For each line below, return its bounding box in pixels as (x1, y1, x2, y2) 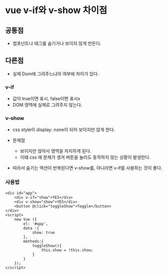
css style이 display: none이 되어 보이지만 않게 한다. (12, 126, 115, 133)
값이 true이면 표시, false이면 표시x (12, 96, 80, 102)
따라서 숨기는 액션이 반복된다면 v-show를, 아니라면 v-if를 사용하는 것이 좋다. (12, 165, 162, 171)
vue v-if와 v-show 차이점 (5, 5, 107, 16)
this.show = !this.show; (41, 247, 94, 252)
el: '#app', (23, 221, 49, 226)
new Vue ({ (14, 217, 37, 222)
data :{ (23, 225, 39, 231)
